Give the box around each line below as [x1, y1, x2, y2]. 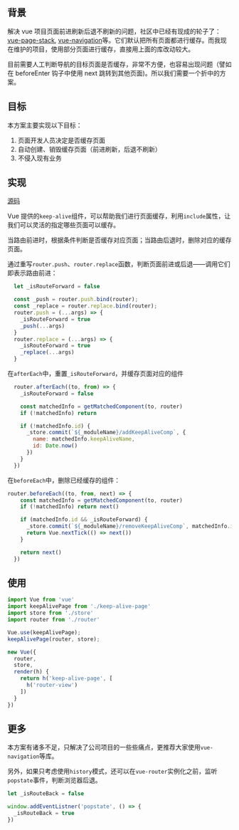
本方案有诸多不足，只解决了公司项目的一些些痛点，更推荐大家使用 [7, 743, 201, 752]
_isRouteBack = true [14, 810, 75, 817]
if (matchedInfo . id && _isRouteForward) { [20, 516, 148, 523]
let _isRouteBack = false [7, 790, 84, 797]
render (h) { [14, 668, 50, 676]
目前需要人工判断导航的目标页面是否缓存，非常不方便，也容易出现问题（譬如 [7, 60, 232, 68]
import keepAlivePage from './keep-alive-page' [7, 603, 152, 610]
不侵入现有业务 [17, 154, 62, 162]
